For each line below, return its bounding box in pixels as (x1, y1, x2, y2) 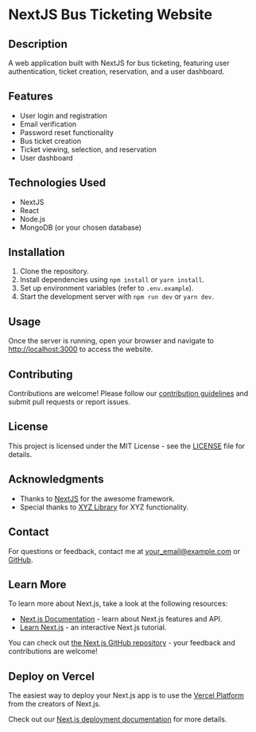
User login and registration (19, 110, 107, 120)
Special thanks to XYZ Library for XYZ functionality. (19, 502, 189, 512)
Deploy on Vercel (8, 669, 95, 683)
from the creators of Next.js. (8, 699, 101, 709)
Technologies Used (8, 176, 106, 190)
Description (8, 37, 68, 51)
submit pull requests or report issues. (8, 397, 131, 407)
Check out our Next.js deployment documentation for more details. (8, 715, 227, 724)
